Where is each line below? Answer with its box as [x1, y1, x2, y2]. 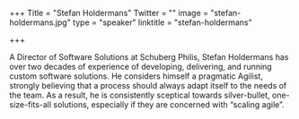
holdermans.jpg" [9, 17, 72, 28]
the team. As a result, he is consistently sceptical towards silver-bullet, [9, 89, 271, 100]
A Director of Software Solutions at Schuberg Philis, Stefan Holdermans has [9, 52, 289, 62]
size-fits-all [9, 99, 52, 110]
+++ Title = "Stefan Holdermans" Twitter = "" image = [9, 8, 209, 18]
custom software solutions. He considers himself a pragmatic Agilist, [9, 71, 263, 81]
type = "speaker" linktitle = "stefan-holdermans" [73, 17, 253, 28]
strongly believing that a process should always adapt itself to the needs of [9, 81, 287, 90]
